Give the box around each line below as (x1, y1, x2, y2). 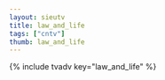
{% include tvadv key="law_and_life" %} (9, 62, 157, 72)
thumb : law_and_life (9, 37, 86, 47)
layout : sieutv (9, 12, 66, 22)
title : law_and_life (9, 21, 86, 30)
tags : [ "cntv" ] (9, 29, 66, 38)
